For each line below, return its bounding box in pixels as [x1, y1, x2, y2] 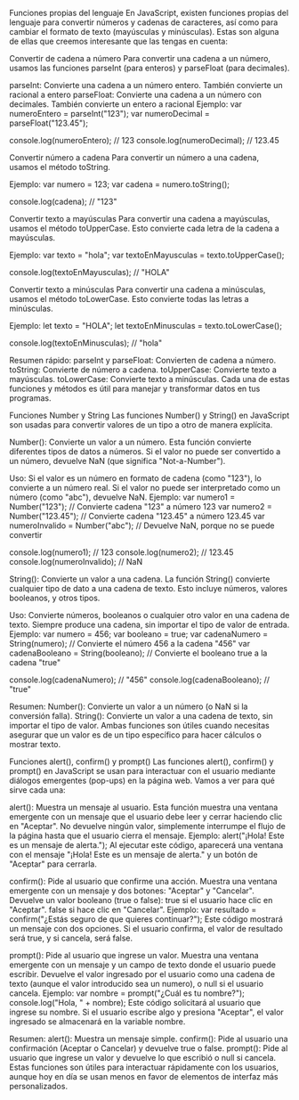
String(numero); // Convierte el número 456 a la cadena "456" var [9, 639, 251, 648]
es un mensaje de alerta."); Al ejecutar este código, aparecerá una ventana [9, 840, 284, 850]
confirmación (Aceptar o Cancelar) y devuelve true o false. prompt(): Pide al [9, 1043, 288, 1054]
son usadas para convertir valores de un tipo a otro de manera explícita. [9, 420, 273, 430]
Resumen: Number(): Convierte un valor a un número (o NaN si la [9, 701, 248, 712]
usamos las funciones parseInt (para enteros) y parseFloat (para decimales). [9, 62, 290, 73]
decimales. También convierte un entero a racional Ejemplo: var [9, 99, 243, 110]
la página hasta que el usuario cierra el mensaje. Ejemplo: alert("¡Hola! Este [9, 830, 285, 841]
